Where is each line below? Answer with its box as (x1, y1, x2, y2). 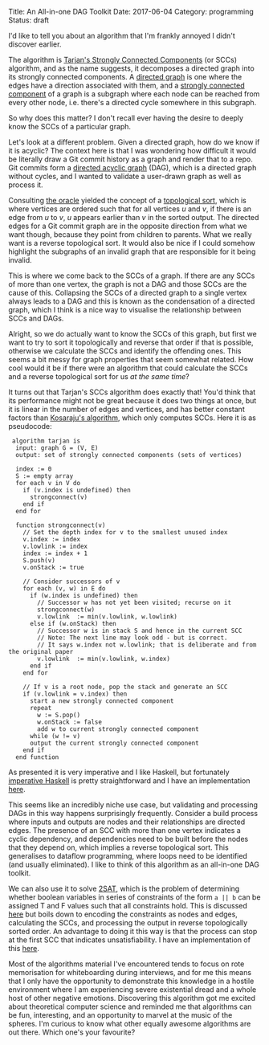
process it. (8, 180, 43, 190)
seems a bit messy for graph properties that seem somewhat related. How (8, 355, 254, 364)
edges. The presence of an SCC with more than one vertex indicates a (8, 826, 241, 835)
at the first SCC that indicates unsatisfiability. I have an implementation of (8, 935, 251, 945)
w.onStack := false (37, 718, 103, 726)
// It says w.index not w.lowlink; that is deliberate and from (37, 641, 257, 649)
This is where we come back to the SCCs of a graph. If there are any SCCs (8, 271, 255, 280)
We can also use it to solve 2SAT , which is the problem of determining (8, 884, 240, 893)
